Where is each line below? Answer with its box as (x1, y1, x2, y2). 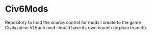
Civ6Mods (5, 3, 48, 15)
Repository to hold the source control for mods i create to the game (5, 19, 141, 25)
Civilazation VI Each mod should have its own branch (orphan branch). (5, 24, 148, 30)
